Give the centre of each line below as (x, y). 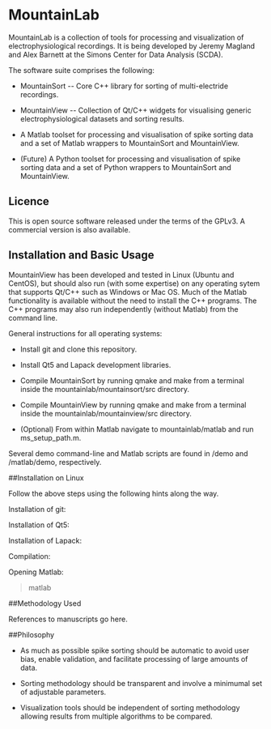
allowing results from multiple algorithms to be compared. (116, 716)
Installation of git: (37, 509)
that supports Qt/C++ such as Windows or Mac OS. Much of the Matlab (127, 292)
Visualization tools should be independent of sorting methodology (130, 707)
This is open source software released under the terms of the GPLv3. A (127, 221)
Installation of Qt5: (39, 525)
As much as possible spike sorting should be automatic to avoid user (135, 650)
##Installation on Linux (46, 477)
